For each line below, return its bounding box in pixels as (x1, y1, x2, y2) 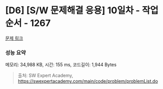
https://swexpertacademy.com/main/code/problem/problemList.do (17, 78, 158, 84)
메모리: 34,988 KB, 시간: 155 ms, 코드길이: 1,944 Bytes (5, 62, 117, 68)
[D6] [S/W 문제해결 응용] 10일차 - (5, 5, 140, 16)
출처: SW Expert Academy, (17, 72, 73, 79)
